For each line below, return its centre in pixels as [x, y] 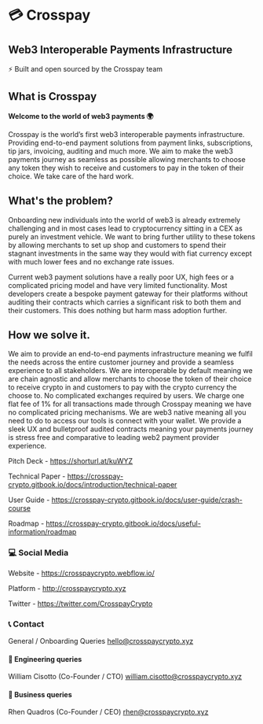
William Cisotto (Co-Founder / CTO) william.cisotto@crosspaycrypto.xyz [125, 677]
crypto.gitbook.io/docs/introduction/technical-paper [93, 485]
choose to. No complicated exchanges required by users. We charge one [126, 396]
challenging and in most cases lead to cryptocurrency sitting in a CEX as [126, 228]
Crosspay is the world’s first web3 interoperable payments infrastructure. [126, 134]
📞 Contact [26, 624]
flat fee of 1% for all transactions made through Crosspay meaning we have [130, 404]
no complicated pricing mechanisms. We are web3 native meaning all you [127, 412]
